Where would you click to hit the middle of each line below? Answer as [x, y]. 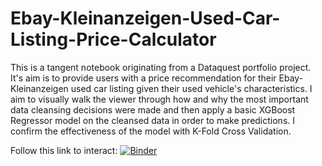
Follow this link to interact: [64, 150]
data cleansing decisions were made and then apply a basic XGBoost [153, 109]
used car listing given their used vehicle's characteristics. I [191, 88]
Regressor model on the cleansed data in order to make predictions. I [153, 120]
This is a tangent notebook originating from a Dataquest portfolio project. [161, 67]
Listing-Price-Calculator [113, 39]
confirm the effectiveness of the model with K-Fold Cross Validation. [151, 131]
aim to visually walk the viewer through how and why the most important [159, 99]
